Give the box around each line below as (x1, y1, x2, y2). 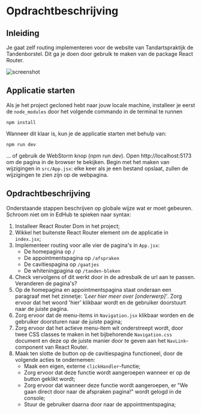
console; (23, 394, 46, 401)
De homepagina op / (23, 247, 76, 255)
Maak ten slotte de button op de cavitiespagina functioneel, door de (14, 349, 183, 357)
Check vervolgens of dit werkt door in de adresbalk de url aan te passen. (14, 273, 196, 280)
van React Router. (44, 343, 89, 350)
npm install (6, 119, 36, 125)
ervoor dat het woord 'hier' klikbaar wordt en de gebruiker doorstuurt (14, 298, 186, 306)
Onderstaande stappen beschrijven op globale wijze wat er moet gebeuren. (6, 204, 193, 211)
